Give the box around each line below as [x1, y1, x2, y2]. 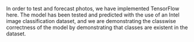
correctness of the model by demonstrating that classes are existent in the [6, 24, 188, 31]
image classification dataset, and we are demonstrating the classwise [6, 18, 176, 24]
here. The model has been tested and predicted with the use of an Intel [6, 11, 180, 18]
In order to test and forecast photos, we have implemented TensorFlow [6, 5, 180, 12]
